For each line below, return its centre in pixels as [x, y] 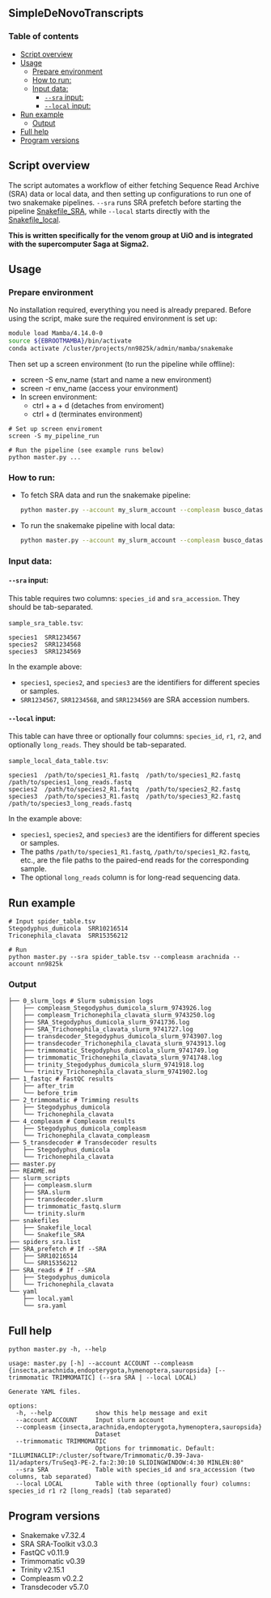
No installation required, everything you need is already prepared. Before [130, 310]
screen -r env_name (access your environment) [99, 388]
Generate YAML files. [45, 1392]
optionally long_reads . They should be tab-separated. [97, 745]
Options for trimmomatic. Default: [155, 1449]
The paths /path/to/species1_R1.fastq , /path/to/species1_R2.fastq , [135, 852]
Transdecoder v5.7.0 [54, 1587]
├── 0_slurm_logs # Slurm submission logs [81, 1001]
